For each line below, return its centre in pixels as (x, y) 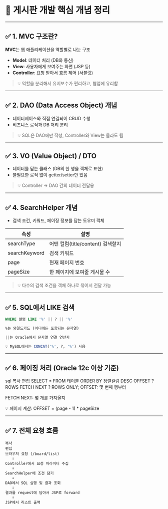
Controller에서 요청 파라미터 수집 (37, 464)
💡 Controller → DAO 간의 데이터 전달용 (56, 185)
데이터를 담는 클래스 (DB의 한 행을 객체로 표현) (58, 169)
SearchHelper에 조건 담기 (29, 473)
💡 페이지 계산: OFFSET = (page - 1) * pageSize (52, 408)
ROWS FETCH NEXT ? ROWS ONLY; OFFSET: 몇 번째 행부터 (66, 387)
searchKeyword (26, 253)
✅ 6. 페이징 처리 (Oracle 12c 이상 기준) (62, 368)
